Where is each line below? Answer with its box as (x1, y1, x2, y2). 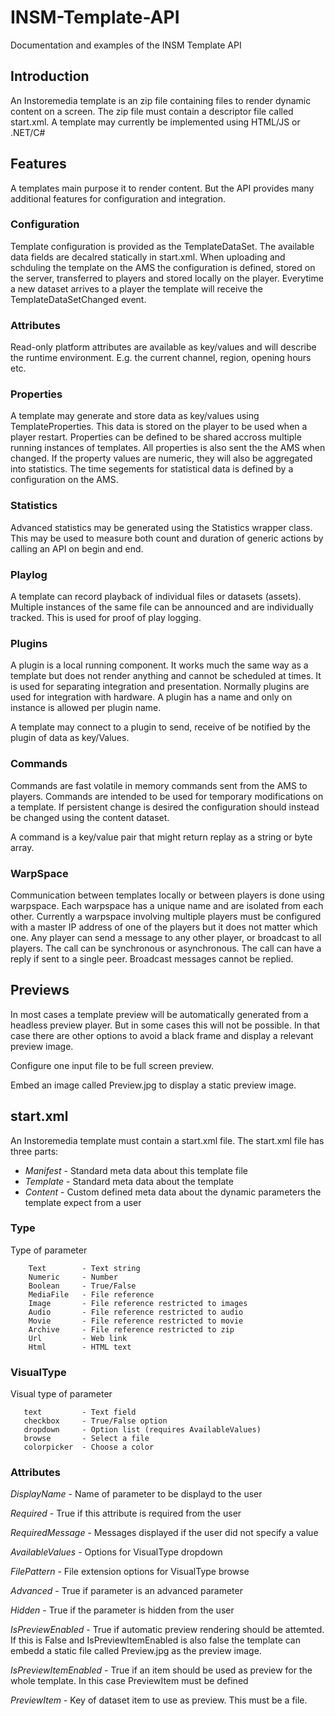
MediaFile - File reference (28, 1289, 155, 1300)
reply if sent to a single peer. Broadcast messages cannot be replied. (10, 952, 294, 965)
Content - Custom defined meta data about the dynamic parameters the (24, 1186, 322, 1198)
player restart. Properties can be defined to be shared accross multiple (10, 431, 302, 443)
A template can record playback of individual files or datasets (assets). (10, 591, 302, 603)
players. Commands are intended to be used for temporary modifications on (10, 790, 324, 802)
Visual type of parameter (10, 1388, 113, 1400)
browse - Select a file (23, 1434, 150, 1444)
